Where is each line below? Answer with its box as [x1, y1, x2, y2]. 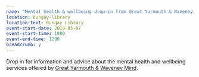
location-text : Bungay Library [6, 20, 84, 25]
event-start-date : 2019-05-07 [6, 25, 82, 31]
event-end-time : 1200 [6, 36, 60, 42]
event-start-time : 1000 [6, 31, 66, 37]
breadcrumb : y [6, 42, 42, 48]
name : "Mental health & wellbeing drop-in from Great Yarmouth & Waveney [6, 8, 194, 15]
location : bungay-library [6, 14, 70, 20]
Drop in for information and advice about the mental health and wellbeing [6, 57, 186, 65]
